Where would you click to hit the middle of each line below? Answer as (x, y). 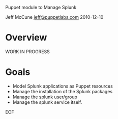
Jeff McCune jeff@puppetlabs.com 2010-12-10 (54, 17)
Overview (26, 38)
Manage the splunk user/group (45, 97)
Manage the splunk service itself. (47, 102)
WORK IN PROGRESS (27, 51)
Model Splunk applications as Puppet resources (63, 86)
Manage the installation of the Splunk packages (63, 91)
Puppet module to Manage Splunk (41, 7)
